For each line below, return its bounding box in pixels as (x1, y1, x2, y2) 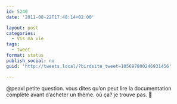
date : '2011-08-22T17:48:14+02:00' (6, 14, 95, 20)
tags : (6, 41, 20, 47)
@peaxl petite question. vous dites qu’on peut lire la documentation (6, 84, 172, 92)
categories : (6, 30, 36, 36)
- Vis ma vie (11, 36, 44, 42)
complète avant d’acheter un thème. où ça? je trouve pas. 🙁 (6, 91, 153, 98)
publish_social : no (6, 57, 55, 64)
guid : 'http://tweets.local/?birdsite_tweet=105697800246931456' (6, 63, 172, 69)
